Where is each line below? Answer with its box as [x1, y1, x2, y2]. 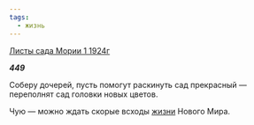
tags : [9, 12, 29, 22]
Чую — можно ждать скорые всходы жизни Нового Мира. [9, 106, 231, 116]
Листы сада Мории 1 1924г [9, 45, 111, 55]
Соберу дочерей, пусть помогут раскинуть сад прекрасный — [9, 79, 248, 90]
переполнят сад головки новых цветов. [9, 89, 158, 99]
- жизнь [17, 21, 46, 30]
